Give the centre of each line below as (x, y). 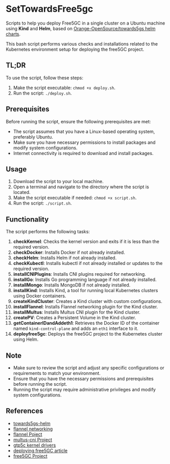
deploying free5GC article (40, 450)
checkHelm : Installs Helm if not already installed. (65, 258)
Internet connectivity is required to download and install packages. (83, 153)
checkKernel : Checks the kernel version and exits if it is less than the (86, 241)
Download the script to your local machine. (58, 182)
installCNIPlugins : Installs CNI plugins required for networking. (79, 274)
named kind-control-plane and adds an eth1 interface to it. (76, 328)
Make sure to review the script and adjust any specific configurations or (89, 368)
